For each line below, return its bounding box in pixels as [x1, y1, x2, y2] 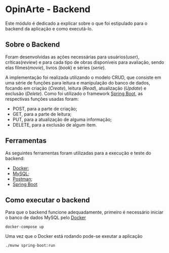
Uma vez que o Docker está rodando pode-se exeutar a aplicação [5, 233, 143, 239]
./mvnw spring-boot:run [5, 243, 56, 248]
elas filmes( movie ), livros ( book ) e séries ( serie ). [5, 64, 106, 70]
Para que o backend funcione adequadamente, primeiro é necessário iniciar [5, 209, 163, 216]
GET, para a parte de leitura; [12, 111, 72, 117]
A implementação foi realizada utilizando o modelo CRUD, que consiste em [5, 74, 161, 80]
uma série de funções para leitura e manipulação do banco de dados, [5, 79, 150, 86]
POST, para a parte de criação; [12, 105, 77, 112]
